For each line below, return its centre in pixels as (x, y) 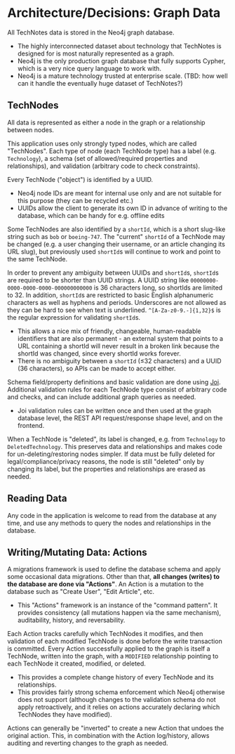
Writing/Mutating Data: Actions (77, 552)
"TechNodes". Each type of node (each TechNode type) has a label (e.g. (112, 151)
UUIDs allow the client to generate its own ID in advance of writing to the (122, 208)
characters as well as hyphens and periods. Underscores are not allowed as (117, 302)
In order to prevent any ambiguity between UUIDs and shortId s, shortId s (113, 273)
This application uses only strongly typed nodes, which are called (102, 143)
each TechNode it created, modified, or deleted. (76, 664)
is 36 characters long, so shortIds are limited (158, 287)
